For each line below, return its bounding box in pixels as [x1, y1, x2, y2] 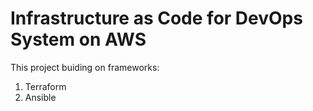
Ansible [24, 91, 57, 103]
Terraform [24, 80, 67, 92]
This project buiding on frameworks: [10, 61, 160, 73]
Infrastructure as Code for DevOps [10, 7, 303, 30]
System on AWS [10, 28, 147, 51]
